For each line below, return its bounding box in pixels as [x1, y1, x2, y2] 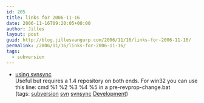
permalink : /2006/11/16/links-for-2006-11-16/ [6, 43, 126, 49]
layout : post [6, 32, 39, 38]
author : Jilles [6, 25, 45, 32]
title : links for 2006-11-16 [6, 15, 80, 21]
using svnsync [15, 70, 52, 78]
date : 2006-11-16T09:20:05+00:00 [6, 20, 91, 26]
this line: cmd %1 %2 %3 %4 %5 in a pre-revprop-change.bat [15, 83, 171, 91]
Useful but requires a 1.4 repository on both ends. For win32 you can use [15, 77, 199, 84]
